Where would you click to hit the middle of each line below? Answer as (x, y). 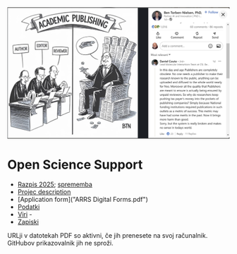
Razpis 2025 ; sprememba (55, 184)
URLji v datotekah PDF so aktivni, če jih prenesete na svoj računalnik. (108, 235)
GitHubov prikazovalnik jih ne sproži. (61, 243)
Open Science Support (75, 164)
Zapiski (28, 222)
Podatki (29, 207)
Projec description (44, 192)
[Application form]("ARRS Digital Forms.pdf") (83, 199)
